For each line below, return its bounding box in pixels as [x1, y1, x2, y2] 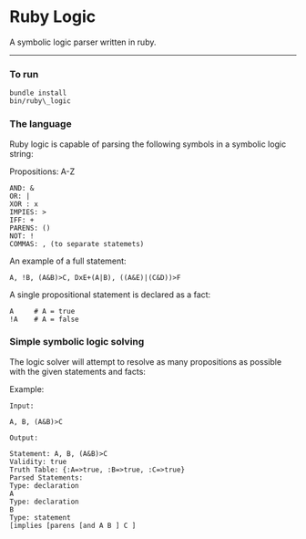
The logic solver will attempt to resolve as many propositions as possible [9, 356, 282, 367]
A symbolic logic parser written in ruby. [9, 36, 157, 47]
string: [9, 148, 34, 159]
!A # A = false [9, 315, 79, 324]
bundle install [9, 88, 67, 98]
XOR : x [9, 199, 39, 209]
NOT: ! [9, 231, 35, 241]
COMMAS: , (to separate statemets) [9, 239, 145, 248]
